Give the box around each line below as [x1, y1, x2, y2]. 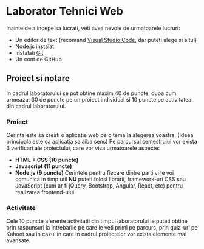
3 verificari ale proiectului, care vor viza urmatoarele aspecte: [6, 144, 160, 152]
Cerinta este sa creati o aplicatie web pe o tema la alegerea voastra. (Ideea [6, 132, 194, 139]
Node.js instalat [15, 43, 55, 50]
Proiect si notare [6, 73, 70, 83]
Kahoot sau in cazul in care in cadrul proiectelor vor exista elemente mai [6, 230, 187, 238]
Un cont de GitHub [15, 55, 62, 63]
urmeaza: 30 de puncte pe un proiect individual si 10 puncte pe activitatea [6, 96, 192, 103]
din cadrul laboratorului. [6, 102, 66, 110]
